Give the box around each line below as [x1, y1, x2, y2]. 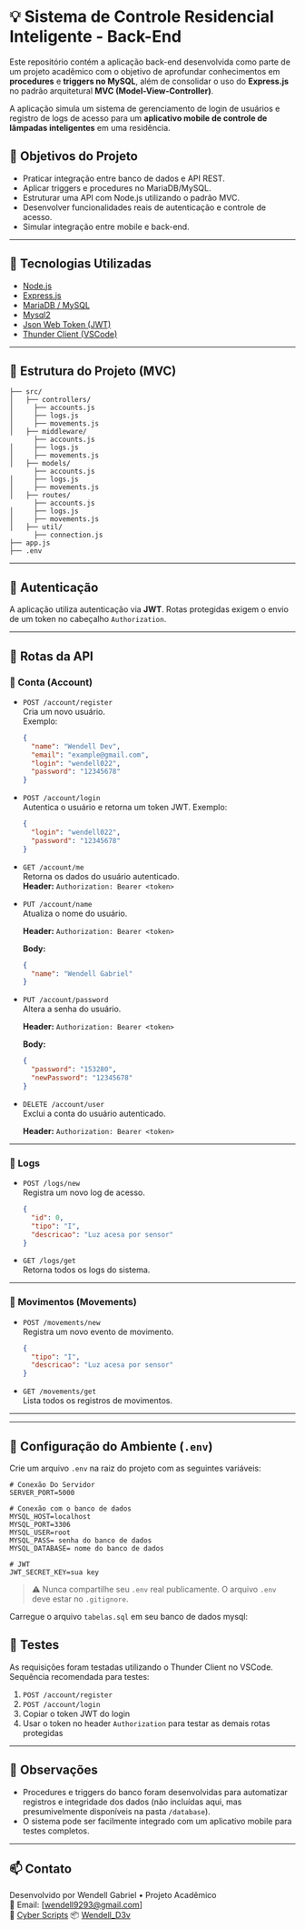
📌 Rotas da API [9, 648, 93, 664]
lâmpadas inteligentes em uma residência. [9, 122, 171, 133]
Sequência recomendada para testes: [9, 1671, 150, 1682]
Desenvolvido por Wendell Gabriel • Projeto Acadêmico [9, 1890, 217, 1901]
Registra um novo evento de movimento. [22, 1326, 174, 1337]
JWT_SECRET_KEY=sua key [9, 1568, 100, 1577]
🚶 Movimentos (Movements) [9, 1296, 138, 1309]
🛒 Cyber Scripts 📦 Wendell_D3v [9, 1910, 132, 1921]
